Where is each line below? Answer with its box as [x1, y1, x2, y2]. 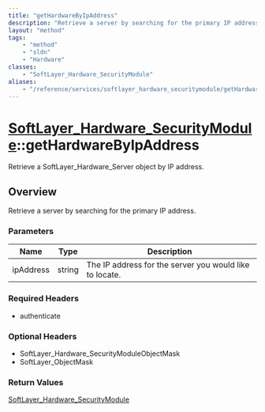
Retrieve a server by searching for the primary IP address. [8, 206, 196, 216]
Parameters [8, 226, 54, 237]
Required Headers [8, 293, 79, 304]
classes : [8, 63, 37, 71]
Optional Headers [8, 331, 77, 342]
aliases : [8, 77, 37, 85]
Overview [8, 185, 58, 198]
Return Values [8, 376, 64, 387]
